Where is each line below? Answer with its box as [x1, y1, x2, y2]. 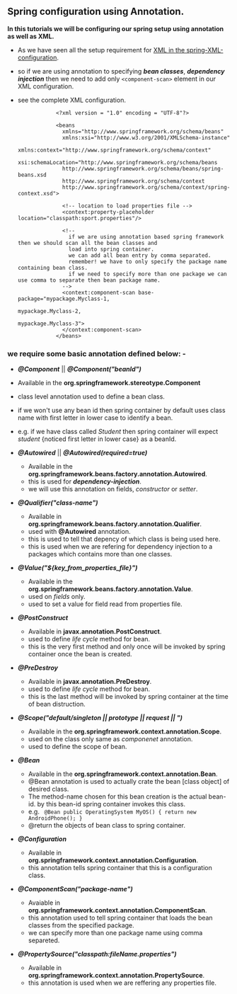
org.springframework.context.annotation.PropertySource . [28, 971, 205, 980]
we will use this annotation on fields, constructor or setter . [28, 485, 198, 493]
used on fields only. [28, 593, 86, 601]
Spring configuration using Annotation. [7, 6, 185, 18]
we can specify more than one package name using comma [28, 929, 203, 937]
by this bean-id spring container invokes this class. [37, 800, 186, 809]
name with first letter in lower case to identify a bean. [17, 413, 173, 422]
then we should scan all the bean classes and [17, 239, 158, 246]
